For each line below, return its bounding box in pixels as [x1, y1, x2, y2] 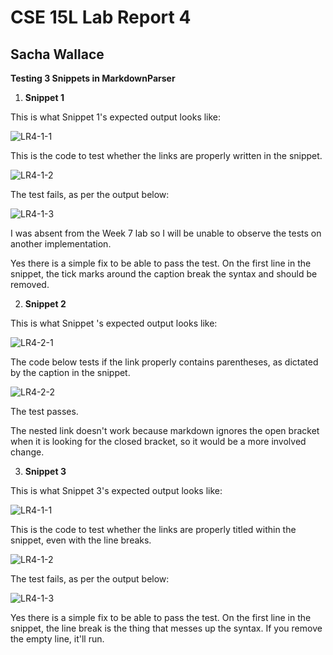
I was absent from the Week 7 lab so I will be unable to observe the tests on [10, 227, 322, 239]
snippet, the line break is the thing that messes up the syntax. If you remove [10, 622, 323, 634]
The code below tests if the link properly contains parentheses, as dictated [10, 356, 319, 368]
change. [10, 446, 45, 458]
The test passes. [10, 406, 79, 417]
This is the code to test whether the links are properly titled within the [10, 524, 297, 535]
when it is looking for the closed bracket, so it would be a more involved [10, 436, 307, 447]
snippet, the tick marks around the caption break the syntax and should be [10, 268, 318, 280]
